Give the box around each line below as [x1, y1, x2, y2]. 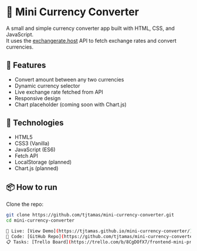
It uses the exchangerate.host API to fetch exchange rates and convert [6, 37, 177, 44]
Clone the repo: [6, 201, 44, 208]
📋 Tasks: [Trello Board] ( [6, 239, 72, 245]
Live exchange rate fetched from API [14, 88, 104, 96]
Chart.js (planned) [14, 164, 59, 172]
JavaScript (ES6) [14, 146, 56, 153]
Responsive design [14, 94, 61, 101]
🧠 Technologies [6, 118, 64, 128]
